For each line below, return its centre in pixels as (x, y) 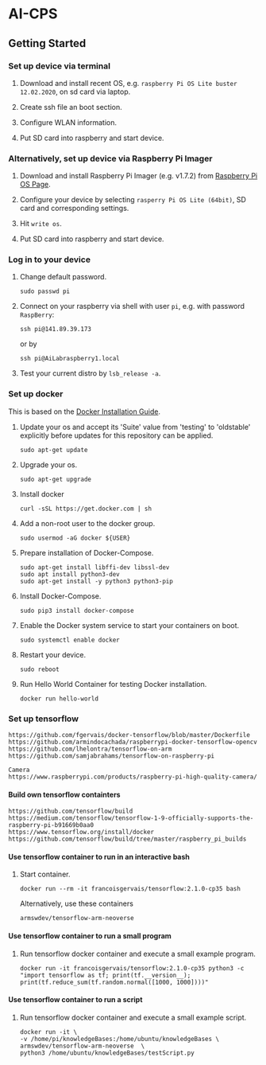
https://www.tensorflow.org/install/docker (81, 833)
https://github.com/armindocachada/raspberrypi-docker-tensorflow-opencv (133, 742)
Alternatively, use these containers (76, 903)
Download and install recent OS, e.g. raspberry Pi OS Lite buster (128, 83)
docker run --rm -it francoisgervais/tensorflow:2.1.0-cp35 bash (130, 889)
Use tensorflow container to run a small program (90, 936)
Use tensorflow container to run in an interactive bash (99, 856)
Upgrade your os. (48, 464)
